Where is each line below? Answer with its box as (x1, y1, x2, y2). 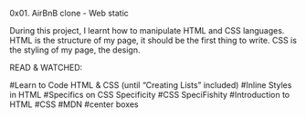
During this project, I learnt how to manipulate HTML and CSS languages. (9, 25, 285, 35)
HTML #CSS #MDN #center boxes (9, 99, 139, 110)
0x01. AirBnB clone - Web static (9, 8, 130, 18)
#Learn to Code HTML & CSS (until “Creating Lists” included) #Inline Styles (9, 80, 292, 90)
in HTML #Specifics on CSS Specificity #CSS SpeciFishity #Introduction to (9, 90, 290, 100)
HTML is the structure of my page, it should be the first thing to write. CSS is (9, 35, 297, 45)
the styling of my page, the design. (9, 44, 141, 55)
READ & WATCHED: (9, 63, 83, 73)
